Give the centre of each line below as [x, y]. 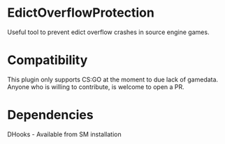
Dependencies [50, 115]
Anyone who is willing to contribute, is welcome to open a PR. [96, 87]
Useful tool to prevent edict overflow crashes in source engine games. [108, 32]
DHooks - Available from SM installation [64, 134]
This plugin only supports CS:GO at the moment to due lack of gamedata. [113, 79]
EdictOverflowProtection [81, 13]
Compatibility [48, 60]
